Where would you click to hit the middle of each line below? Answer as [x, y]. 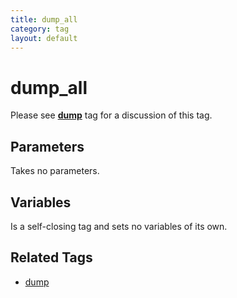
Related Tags [51, 257]
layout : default [44, 38]
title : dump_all [44, 19]
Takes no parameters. [55, 171]
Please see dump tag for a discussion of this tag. [111, 115]
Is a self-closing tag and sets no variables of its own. [119, 226]
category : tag [40, 29]
